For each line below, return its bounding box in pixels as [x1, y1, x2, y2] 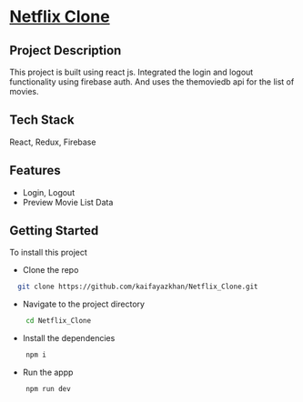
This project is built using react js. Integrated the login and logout [9, 66, 254, 77]
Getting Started [9, 223, 99, 238]
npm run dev [25, 385, 71, 394]
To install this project [9, 247, 88, 258]
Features [9, 163, 61, 178]
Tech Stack [9, 112, 75, 128]
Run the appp [22, 367, 74, 378]
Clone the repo [22, 265, 79, 276]
